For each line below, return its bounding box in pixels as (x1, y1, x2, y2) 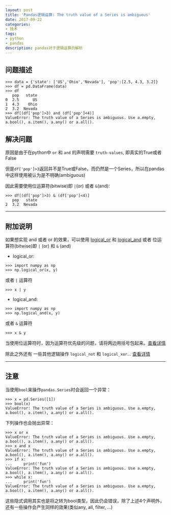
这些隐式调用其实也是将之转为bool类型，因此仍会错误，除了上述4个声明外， (5, 498, 164, 504)
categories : (5, 21, 31, 27)
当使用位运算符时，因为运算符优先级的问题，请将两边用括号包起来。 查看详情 (5, 340, 166, 346)
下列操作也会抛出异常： (5, 419, 54, 426)
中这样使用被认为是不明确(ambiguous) (5, 172, 85, 178)
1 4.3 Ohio (5, 102, 38, 107)
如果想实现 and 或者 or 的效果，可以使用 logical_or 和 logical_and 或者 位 (5, 237, 158, 243)
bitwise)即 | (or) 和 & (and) (16, 243, 71, 249)
